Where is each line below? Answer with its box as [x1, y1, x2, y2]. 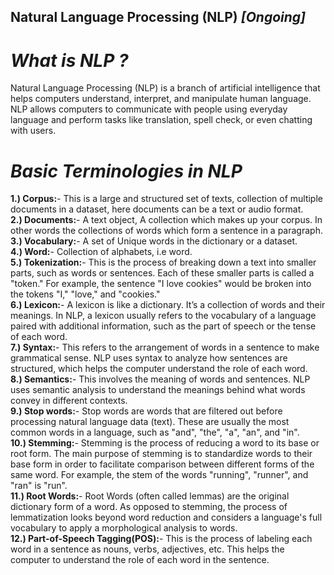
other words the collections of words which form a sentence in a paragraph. [10, 225, 323, 237]
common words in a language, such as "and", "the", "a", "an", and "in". [10, 426, 300, 439]
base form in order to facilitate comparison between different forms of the [10, 458, 315, 470]
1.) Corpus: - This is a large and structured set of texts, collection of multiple [10, 193, 323, 205]
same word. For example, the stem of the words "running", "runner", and [10, 469, 309, 481]
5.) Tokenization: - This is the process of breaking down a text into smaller [10, 256, 317, 269]
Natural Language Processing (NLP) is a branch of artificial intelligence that [10, 82, 321, 94]
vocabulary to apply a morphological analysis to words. [10, 522, 238, 534]
